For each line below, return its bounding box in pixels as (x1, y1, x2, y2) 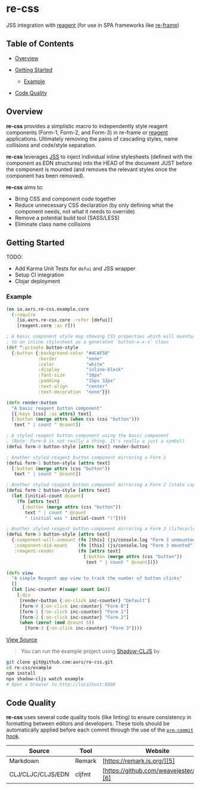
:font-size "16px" (37, 372, 102, 379)
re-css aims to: (6, 184, 43, 191)
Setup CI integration (14, 271, 64, 278)
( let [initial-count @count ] (11, 493, 84, 499)
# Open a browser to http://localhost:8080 (6, 681, 116, 687)
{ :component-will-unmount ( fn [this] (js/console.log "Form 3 (11, 537, 169, 543)
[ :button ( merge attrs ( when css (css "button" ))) (11, 416, 140, 422)
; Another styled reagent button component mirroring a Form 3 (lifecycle (6, 526, 196, 532)
